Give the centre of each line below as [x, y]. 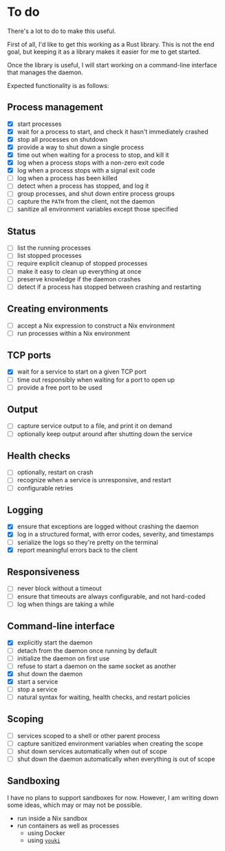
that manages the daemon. [45, 72]
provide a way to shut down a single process [81, 147]
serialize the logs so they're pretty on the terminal [87, 542]
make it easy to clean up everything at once [79, 271]
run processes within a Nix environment [74, 333]
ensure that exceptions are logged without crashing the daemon [108, 526]
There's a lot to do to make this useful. [62, 31]
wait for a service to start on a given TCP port [82, 371]
